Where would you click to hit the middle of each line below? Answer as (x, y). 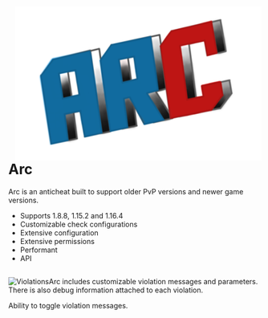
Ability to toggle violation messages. (68, 306)
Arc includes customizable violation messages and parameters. (153, 282)
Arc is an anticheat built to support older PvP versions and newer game (126, 191)
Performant (39, 250)
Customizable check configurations (79, 224)
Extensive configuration (59, 232)
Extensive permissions (57, 241)
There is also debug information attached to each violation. (106, 290)
